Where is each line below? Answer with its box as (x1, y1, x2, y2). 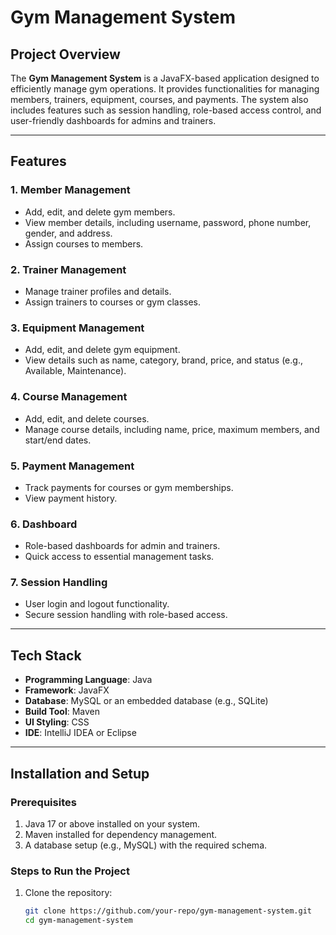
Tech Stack (10, 647, 82, 664)
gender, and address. (24, 227, 113, 239)
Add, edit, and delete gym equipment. (24, 344, 181, 356)
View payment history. (24, 492, 118, 504)
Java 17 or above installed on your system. (24, 817, 201, 830)
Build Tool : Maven (24, 706, 101, 718)
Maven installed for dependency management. (24, 828, 218, 840)
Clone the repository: (24, 887, 113, 899)
